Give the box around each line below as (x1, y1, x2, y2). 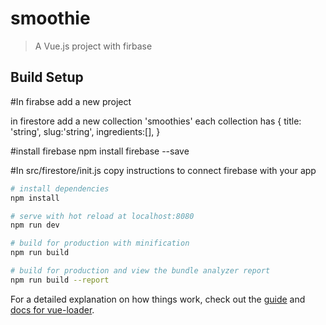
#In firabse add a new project (10, 95, 132, 107)
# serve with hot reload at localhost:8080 (10, 211, 195, 221)
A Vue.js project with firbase (34, 40, 153, 52)
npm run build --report (10, 275, 110, 285)
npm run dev (10, 220, 60, 231)
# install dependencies (10, 183, 110, 194)
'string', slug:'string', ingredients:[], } (10, 125, 161, 137)
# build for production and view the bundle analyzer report (10, 266, 271, 276)
